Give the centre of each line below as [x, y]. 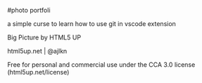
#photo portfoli [29, 10]
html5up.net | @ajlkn [37, 51]
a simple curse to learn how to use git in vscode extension [91, 24]
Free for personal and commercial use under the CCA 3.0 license [101, 65]
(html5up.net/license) [38, 72]
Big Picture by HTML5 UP [44, 37]
